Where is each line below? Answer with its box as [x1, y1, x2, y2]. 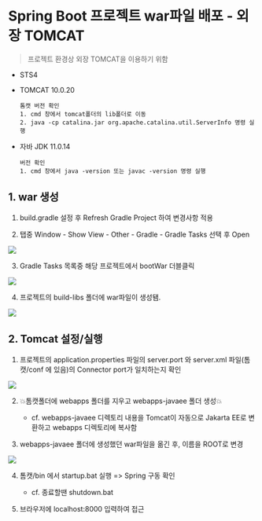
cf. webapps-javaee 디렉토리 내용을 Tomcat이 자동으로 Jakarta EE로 [31, 413, 247, 422]
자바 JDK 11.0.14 [19, 141, 71, 151]
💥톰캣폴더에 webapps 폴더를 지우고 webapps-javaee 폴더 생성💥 [19, 396, 223, 405]
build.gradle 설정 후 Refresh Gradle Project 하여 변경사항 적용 [19, 213, 214, 222]
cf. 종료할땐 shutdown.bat [31, 487, 114, 497]
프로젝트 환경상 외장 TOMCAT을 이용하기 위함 [27, 54, 168, 64]
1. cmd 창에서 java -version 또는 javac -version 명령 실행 [19, 167, 206, 175]
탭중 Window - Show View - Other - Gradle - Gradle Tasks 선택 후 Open [19, 229, 250, 239]
